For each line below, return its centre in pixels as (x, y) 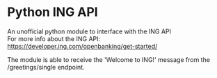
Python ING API (53, 12)
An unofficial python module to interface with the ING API (89, 31)
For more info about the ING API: (54, 38)
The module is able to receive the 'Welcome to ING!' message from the (109, 59)
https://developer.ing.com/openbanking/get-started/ (82, 46)
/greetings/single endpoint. (46, 67)
